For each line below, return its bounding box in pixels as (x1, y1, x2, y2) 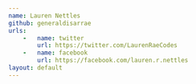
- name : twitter (22, 34, 84, 42)
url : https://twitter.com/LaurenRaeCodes (37, 42, 178, 50)
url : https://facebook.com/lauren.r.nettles (37, 57, 189, 65)
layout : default (8, 64, 63, 72)
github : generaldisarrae (8, 19, 92, 27)
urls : (8, 26, 27, 34)
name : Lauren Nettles (8, 11, 81, 20)
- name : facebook (22, 49, 88, 57)
